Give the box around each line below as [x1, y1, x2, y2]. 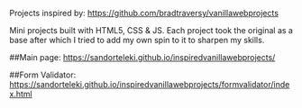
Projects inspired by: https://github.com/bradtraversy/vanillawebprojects [9, 8, 279, 18]
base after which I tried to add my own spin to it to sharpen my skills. [9, 35, 265, 45]
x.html [9, 89, 33, 99]
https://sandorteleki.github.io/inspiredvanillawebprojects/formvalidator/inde [9, 79, 290, 89]
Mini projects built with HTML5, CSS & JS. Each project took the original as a [9, 25, 293, 35]
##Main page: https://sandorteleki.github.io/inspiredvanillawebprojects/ [9, 52, 276, 62]
